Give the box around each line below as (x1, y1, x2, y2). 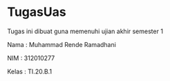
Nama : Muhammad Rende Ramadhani (7, 40, 116, 48)
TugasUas (7, 4, 67, 20)
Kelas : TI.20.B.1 (7, 67, 53, 75)
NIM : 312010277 (7, 53, 55, 62)
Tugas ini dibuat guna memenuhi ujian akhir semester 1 (7, 27, 164, 35)
